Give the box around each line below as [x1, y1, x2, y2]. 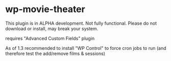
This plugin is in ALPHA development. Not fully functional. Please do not [5, 20, 157, 26]
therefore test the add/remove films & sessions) [5, 50, 106, 56]
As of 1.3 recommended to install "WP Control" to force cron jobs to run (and [5, 45, 166, 51]
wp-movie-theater [5, 4, 85, 15]
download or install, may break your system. [5, 25, 99, 31]
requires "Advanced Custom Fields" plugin [5, 35, 95, 41]
